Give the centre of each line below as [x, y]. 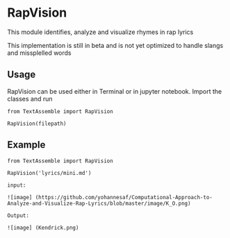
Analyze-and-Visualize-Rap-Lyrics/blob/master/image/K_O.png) [99, 203]
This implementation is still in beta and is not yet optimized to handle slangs [115, 45]
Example [26, 145]
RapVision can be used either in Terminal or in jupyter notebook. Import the [115, 91]
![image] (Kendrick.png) [43, 228]
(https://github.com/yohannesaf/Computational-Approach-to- [124, 197]
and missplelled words [39, 53]
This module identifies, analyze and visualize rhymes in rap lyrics [100, 32]
